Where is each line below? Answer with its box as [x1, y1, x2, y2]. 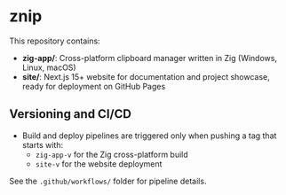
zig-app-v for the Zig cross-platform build [35, 149, 188, 160]
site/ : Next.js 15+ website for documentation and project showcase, [21, 71, 270, 82]
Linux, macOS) [21, 62, 77, 73]
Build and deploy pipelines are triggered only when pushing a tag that [21, 130, 277, 141]
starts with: [21, 139, 64, 150]
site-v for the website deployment [35, 158, 163, 169]
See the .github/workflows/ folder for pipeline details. [9, 175, 207, 186]
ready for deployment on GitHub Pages [21, 81, 166, 91]
